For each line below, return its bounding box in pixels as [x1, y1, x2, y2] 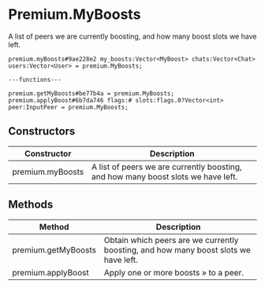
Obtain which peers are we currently [103, 234, 239, 246]
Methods [8, 198, 54, 212]
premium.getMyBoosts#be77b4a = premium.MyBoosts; [8, 89, 175, 98]
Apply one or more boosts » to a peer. [103, 267, 244, 278]
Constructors [8, 124, 76, 138]
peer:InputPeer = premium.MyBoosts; [8, 103, 129, 111]
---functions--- [8, 76, 62, 83]
